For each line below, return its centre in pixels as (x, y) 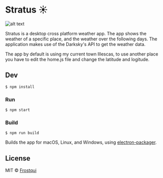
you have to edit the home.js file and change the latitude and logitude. (77, 59)
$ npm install (20, 87)
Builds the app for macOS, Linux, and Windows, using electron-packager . (81, 142)
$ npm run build (22, 133)
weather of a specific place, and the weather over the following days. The (81, 39)
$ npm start (18, 110)
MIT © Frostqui (21, 170)
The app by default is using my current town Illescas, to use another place (82, 54)
